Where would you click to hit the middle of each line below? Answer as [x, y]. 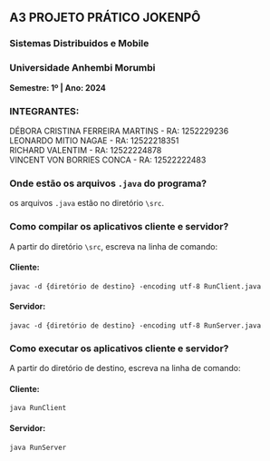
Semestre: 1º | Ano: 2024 [58, 87]
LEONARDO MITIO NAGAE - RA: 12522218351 [94, 140]
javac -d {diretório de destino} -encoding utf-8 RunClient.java [135, 286]
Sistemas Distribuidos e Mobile [79, 44]
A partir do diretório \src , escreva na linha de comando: [114, 246]
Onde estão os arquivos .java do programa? [108, 183]
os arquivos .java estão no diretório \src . [87, 203]
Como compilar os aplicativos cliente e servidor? [119, 227]
